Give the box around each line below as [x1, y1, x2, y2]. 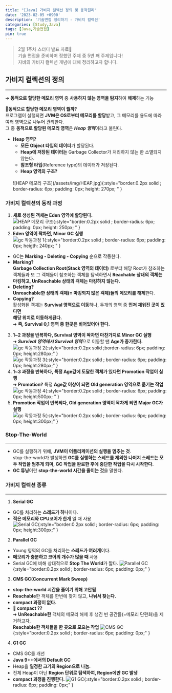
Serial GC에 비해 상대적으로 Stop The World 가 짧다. [12, 560, 119, 566]
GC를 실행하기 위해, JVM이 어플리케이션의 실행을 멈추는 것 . [12, 448, 132, 455]
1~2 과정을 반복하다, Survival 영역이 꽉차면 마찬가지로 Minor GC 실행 [12, 332, 152, 338]
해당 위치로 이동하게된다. [12, 314, 62, 321]
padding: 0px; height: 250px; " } [12, 224, 81, 231]
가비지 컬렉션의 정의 [5, 76, 64, 84]
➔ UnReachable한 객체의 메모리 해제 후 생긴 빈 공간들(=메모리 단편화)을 [12, 611, 159, 617]
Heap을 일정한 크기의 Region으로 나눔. [12, 663, 91, 669]
